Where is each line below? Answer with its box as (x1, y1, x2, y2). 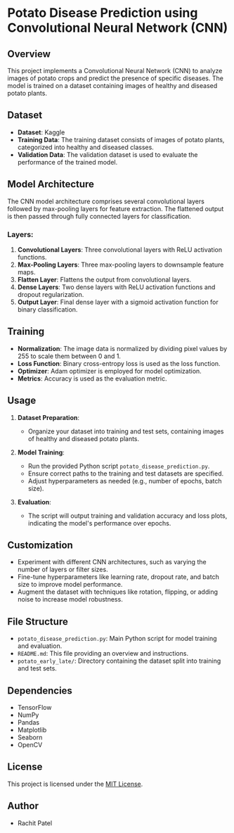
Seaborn (17, 733, 43, 742)
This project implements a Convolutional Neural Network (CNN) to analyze (7, 67, 223, 75)
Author (7, 800, 39, 812)
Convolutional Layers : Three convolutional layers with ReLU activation (17, 245, 223, 254)
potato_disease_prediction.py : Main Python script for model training (17, 635, 217, 643)
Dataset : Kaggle (17, 128, 65, 136)
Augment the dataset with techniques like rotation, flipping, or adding (17, 587, 219, 596)
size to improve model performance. (17, 580, 123, 589)
